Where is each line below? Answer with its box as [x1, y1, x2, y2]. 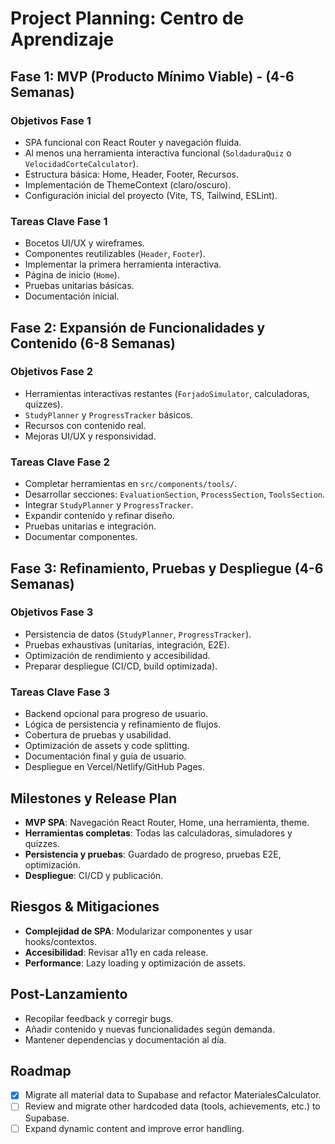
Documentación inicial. [24, 290, 120, 302]
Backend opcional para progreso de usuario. [24, 708, 209, 720]
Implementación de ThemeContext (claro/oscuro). [24, 178, 232, 191]
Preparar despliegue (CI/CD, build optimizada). [24, 660, 218, 672]
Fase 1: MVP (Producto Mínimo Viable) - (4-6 [10, 68, 295, 85]
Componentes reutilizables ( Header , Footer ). [24, 248, 206, 260]
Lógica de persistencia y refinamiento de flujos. [24, 718, 222, 731]
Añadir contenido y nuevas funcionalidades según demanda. [24, 1023, 275, 1035]
